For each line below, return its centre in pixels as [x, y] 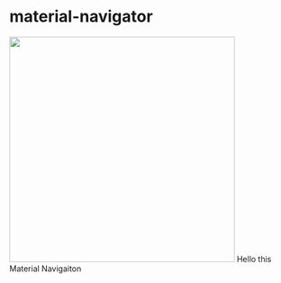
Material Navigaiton [45, 269]
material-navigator [81, 17]
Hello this [254, 259]
